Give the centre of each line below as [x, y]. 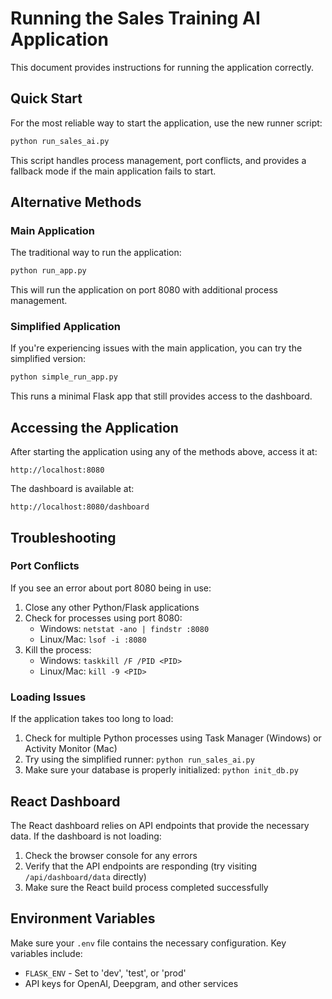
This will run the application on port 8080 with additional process [144, 290]
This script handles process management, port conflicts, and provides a [158, 160]
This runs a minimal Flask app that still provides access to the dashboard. [161, 396]
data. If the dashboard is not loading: [86, 836]
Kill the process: [58, 649]
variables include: [46, 953]
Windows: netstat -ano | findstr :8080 [124, 628]
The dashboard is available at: [72, 489]
